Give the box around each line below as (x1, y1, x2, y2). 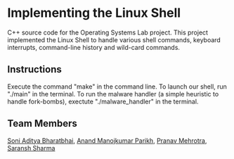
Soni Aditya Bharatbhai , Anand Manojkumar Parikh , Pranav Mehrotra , (7, 136, 207, 145)
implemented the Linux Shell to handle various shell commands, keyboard (7, 35, 221, 44)
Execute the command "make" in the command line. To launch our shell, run (7, 82, 227, 91)
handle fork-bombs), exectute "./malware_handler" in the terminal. (7, 97, 199, 106)
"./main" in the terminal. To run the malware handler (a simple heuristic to (7, 89, 219, 98)
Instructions (7, 63, 62, 75)
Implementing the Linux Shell (7, 5, 181, 21)
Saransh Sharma (7, 144, 56, 152)
